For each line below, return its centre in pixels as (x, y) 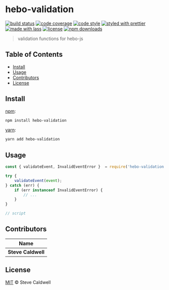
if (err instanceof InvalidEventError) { (58, 190)
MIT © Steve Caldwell (28, 282)
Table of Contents (34, 55)
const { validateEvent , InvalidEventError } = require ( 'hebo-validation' (86, 167)
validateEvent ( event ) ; (38, 180)
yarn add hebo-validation (32, 139)
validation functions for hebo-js (50, 39)
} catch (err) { (22, 185)
